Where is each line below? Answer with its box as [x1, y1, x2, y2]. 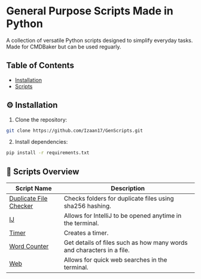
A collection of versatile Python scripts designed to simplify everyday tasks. [6, 37, 193, 44]
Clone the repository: [14, 116, 68, 123]
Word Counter [9, 242, 49, 251]
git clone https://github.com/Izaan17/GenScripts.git [6, 128, 144, 134]
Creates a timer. [63, 229, 109, 237]
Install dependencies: [14, 138, 68, 145]
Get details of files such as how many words [63, 238, 188, 247]
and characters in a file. [63, 246, 130, 254]
